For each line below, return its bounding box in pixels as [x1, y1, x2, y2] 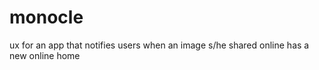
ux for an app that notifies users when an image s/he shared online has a [9, 39, 310, 51]
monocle [9, 6, 84, 29]
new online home [9, 49, 81, 61]
